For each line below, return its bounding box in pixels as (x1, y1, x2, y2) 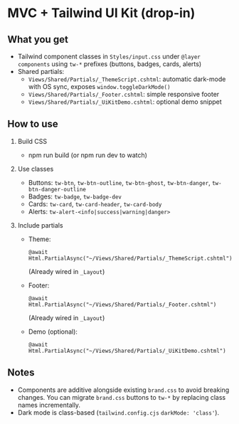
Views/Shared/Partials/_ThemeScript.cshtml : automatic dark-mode (28, 75, 226, 83)
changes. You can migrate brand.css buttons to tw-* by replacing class (17, 393, 226, 401)
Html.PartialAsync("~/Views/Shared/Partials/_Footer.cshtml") (28, 301, 217, 308)
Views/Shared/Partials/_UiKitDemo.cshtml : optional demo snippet (28, 97, 222, 106)
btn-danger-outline (28, 186, 87, 193)
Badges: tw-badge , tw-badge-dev (28, 192, 122, 201)
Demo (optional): (28, 327, 78, 336)
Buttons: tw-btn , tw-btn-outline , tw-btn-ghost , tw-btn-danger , (28, 178, 211, 186)
